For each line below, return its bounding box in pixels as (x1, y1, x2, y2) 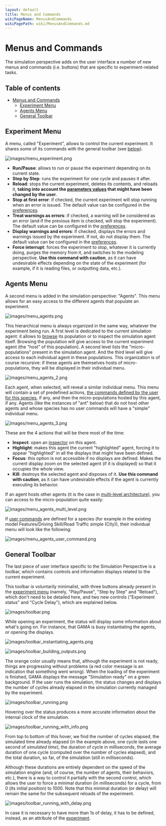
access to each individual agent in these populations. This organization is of (5, 354, 160, 360)
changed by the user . (12, 191, 57, 197)
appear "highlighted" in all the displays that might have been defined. (12, 450, 154, 456)
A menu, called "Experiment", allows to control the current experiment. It (5, 140, 153, 147)
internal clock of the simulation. (5, 714, 69, 720)
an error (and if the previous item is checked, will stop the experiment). (12, 218, 158, 224)
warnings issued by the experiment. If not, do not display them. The (12, 233, 151, 239)
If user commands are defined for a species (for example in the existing (5, 516, 151, 522)
